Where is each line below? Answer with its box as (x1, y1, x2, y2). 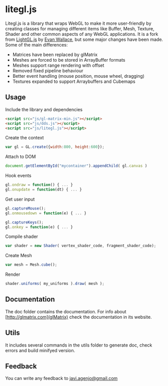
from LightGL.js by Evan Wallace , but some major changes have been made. (5, 36, 163, 42)
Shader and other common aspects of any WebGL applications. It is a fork (5, 31, 158, 37)
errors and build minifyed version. (5, 347, 75, 353)
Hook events (5, 173, 32, 179)
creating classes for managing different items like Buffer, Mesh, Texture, (5, 25, 154, 31)
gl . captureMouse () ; (5, 206, 46, 211)
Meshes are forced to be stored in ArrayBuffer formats (12, 57, 126, 63)
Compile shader (5, 233, 38, 239)
